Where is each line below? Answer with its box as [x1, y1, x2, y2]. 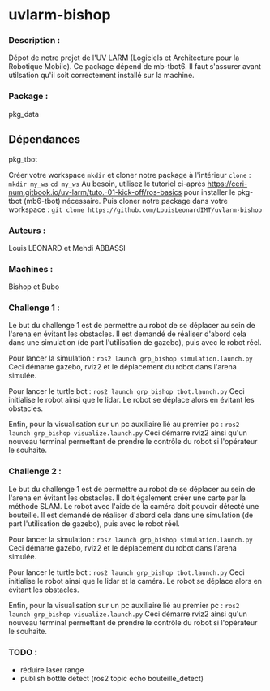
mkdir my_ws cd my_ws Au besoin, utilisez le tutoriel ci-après [8, 179, 206, 188]
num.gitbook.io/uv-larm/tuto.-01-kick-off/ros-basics [8, 187, 182, 197]
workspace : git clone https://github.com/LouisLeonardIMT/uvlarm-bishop [8, 205, 263, 214]
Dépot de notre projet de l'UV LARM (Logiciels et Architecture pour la [8, 53, 240, 63]
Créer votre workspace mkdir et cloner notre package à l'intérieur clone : [8, 170, 251, 179]
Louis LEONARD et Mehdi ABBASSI [8, 243, 126, 253]
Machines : [8, 263, 54, 274]
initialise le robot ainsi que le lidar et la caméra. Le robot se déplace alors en [8, 576, 262, 585]
